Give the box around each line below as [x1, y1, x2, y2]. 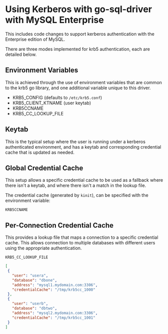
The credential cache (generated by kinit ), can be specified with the [5, 192, 148, 198]
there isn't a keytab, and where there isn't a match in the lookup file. [5, 182, 146, 188]
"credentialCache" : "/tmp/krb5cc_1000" [12, 287, 96, 292]
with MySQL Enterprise [5, 14, 104, 26]
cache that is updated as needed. [5, 149, 74, 155]
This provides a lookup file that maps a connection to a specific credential [5, 234, 158, 240]
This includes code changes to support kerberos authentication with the [5, 31, 155, 37]
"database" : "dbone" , [12, 278, 57, 283]
